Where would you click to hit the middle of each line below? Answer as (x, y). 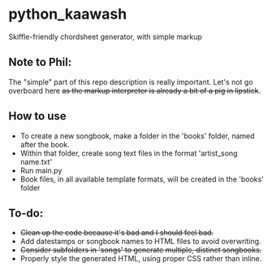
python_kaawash (68, 14)
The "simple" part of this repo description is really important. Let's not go (131, 81)
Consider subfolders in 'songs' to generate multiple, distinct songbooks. (141, 250)
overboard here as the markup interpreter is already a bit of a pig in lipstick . (135, 90)
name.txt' (36, 162)
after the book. (45, 144)
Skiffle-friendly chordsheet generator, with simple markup (106, 37)
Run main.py (41, 170)
